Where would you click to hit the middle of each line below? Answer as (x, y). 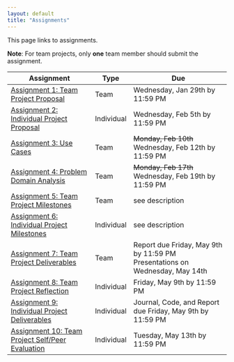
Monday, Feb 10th (163, 139)
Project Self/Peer (38, 340)
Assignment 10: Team (47, 331)
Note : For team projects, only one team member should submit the (103, 54)
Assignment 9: (34, 302)
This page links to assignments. (53, 40)
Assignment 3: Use (42, 143)
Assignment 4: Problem (49, 171)
